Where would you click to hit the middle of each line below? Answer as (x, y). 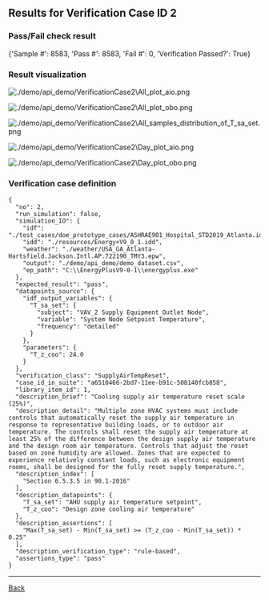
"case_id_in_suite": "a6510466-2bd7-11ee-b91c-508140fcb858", (121, 383)
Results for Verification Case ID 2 (93, 13)
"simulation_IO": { (48, 221)
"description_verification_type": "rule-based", (98, 552)
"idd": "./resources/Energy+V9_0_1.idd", (92, 243)
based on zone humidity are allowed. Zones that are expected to (119, 453)
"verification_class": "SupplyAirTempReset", (93, 376)
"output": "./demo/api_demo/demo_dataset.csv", (103, 263)
